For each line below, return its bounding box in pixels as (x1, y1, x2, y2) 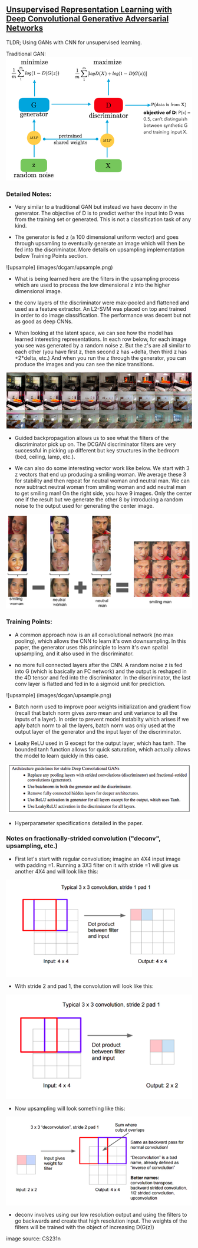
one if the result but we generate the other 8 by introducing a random (14, 495, 183, 503)
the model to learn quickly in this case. (14, 752, 109, 759)
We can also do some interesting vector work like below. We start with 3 (14, 464, 190, 471)
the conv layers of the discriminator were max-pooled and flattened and (14, 299, 190, 306)
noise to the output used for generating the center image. (14, 502, 154, 509)
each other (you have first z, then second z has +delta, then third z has (14, 348, 187, 355)
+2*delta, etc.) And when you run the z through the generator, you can (14, 354, 187, 362)
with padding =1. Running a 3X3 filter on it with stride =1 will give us (14, 861, 179, 869)
